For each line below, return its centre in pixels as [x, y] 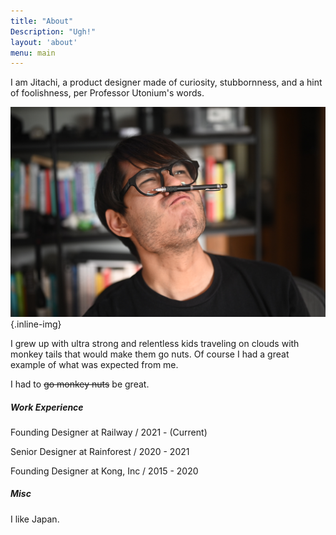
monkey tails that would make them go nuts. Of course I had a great [150, 354]
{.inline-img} [36, 324]
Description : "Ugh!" [53, 31]
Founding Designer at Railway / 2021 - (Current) [109, 432]
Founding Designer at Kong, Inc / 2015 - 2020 [104, 471]
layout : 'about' [44, 42]
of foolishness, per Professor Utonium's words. [107, 93]
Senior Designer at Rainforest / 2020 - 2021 [100, 451]
